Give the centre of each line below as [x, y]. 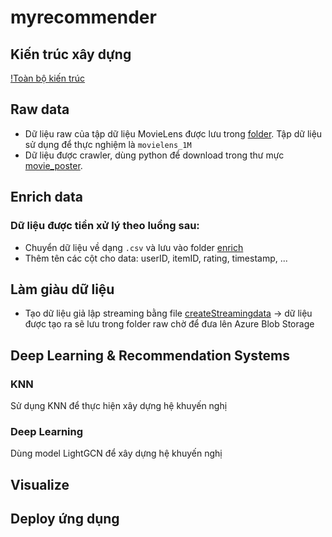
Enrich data [46, 197]
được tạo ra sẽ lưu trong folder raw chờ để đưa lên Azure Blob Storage [169, 324]
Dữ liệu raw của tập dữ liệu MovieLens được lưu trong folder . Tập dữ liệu [173, 133]
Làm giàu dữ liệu [62, 289]
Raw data [40, 109]
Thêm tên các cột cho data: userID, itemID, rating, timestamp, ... [156, 258]
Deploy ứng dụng [65, 519]
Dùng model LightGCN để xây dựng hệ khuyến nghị [116, 453]
